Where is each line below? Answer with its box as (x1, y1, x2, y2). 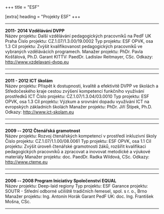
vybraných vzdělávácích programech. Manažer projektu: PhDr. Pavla (5, 49, 143, 54)
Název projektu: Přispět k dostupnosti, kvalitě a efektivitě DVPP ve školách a (5, 83, 159, 89)
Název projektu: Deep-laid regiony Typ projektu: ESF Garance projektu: (5, 183, 148, 188)
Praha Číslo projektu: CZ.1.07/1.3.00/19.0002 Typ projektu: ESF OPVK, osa (5, 38, 153, 44)
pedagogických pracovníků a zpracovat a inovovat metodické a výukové (5, 149, 150, 154)
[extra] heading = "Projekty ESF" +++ (5, 14, 81, 19)
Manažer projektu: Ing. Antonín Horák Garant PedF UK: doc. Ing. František (5, 193, 154, 199)
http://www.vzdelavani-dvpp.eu (5, 59, 69, 65)
